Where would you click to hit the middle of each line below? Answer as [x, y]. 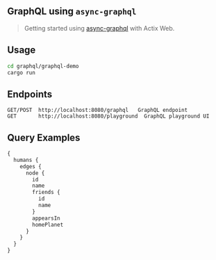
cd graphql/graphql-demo [43, 66]
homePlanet [48, 225]
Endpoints [30, 94]
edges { [31, 166]
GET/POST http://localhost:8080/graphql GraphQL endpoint [98, 111]
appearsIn [46, 218]
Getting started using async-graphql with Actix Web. [99, 28]
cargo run [22, 72]
